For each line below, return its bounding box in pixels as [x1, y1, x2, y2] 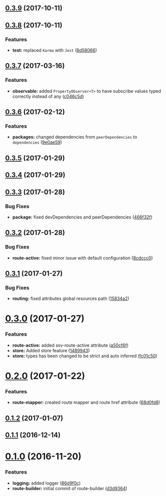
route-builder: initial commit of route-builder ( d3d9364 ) [12, 485, 128, 491]
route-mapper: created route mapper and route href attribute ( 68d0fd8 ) [12, 399, 161, 406]
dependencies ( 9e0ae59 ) [12, 139, 62, 145]
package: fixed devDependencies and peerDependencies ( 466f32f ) [12, 214, 153, 220]
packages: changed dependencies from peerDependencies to [12, 134, 138, 140]
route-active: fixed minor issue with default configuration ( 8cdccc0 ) [12, 254, 153, 261]
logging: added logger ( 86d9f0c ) [12, 480, 81, 486]
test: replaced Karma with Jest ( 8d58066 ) [12, 47, 97, 53]
